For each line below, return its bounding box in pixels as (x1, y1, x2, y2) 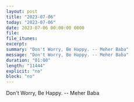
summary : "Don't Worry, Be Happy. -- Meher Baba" (6, 47, 129, 52)
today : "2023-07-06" (6, 19, 57, 25)
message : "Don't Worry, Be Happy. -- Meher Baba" (6, 52, 129, 58)
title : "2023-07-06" (6, 14, 57, 20)
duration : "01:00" (6, 57, 51, 63)
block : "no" (6, 73, 35, 79)
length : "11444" (6, 62, 45, 69)
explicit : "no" (6, 68, 43, 74)
